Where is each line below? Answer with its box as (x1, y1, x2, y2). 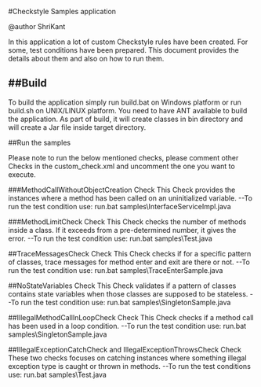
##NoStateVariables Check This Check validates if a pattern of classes (8, 281, 237, 290)
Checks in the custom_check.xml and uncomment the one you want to (8, 161, 235, 171)
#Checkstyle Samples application (8, 7, 116, 16)
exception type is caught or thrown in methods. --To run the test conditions (8, 361, 251, 370)
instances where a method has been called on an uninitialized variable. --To (8, 193, 253, 203)
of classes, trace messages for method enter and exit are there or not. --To (8, 257, 251, 267)
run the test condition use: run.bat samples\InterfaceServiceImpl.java (8, 201, 231, 211)
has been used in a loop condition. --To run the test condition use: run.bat (8, 321, 247, 330)
